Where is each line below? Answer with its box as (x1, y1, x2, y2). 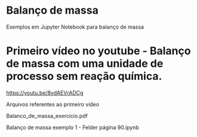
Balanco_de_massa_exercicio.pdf (6, 112, 88, 119)
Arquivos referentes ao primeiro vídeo (6, 101, 100, 108)
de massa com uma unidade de (6, 57, 164, 70)
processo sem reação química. (6, 70, 162, 83)
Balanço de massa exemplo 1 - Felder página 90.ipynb (6, 123, 139, 131)
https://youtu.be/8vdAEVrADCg (6, 89, 84, 96)
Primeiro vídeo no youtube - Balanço (6, 44, 191, 58)
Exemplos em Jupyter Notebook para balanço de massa (6, 23, 144, 30)
